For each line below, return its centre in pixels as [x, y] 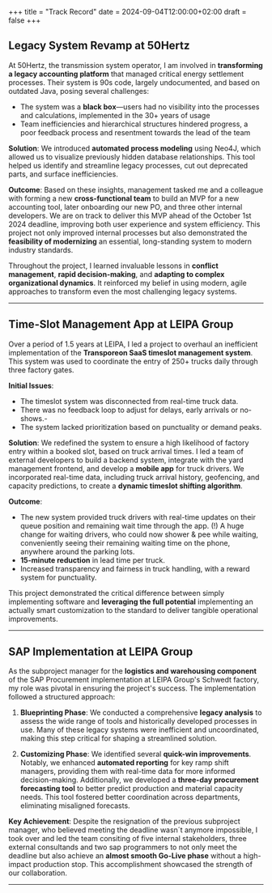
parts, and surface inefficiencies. [64, 174]
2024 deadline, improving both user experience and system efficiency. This [134, 224]
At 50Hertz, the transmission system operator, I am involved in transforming [136, 65]
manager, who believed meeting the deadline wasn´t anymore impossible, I [133, 830]
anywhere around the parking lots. [77, 551]
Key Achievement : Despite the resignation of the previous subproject [124, 822]
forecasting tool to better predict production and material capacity [132, 789]
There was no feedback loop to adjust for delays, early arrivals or [129, 410]
